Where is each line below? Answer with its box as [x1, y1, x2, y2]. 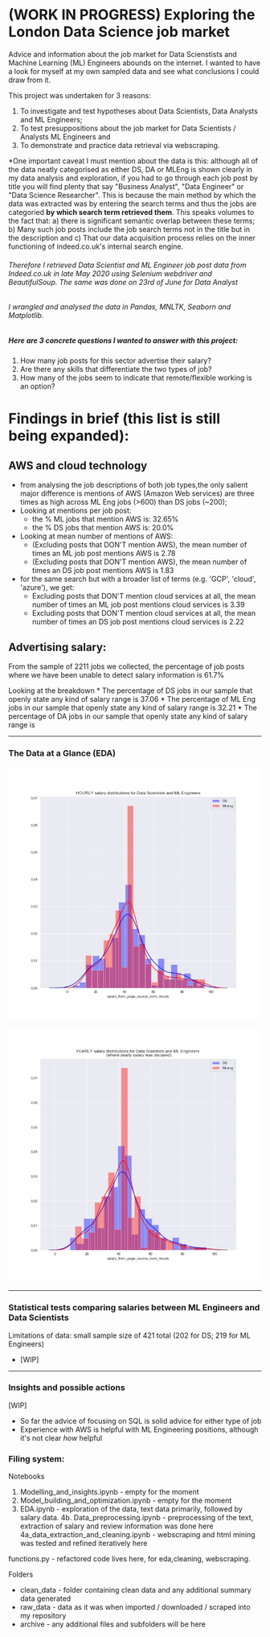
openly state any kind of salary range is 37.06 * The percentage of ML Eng [8, 694, 256, 703]
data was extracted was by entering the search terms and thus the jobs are [8, 199, 257, 208]
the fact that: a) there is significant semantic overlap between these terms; [8, 216, 256, 225]
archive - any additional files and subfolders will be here [19, 1619, 207, 1629]
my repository [19, 1611, 67, 1621]
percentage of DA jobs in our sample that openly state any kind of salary [8, 711, 248, 721]
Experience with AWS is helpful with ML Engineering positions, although [19, 1425, 259, 1434]
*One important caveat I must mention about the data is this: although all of [8, 155, 259, 166]
